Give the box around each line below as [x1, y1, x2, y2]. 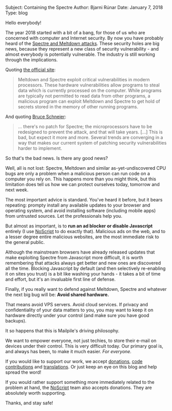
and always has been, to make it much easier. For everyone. [5, 349, 132, 354]
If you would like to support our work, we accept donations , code [5, 358, 143, 364]
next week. [5, 187, 29, 193]
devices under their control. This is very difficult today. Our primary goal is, [5, 343, 164, 349]
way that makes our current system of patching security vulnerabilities [17, 140, 167, 146]
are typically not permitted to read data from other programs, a [17, 93, 150, 99]
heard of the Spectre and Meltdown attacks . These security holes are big [5, 40, 160, 47]
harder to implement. [17, 145, 62, 151]
